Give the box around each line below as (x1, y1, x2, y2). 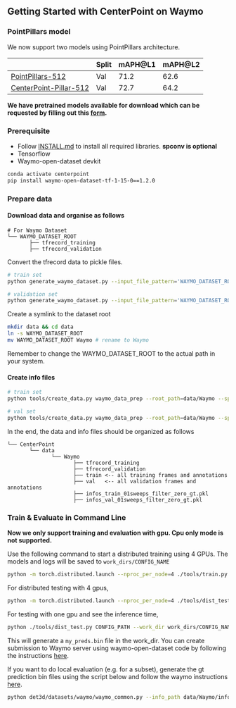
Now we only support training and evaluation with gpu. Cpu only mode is (7, 528, 223, 537)
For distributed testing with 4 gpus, (7, 583, 109, 592)
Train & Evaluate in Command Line (7, 512, 126, 522)
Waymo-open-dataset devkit (17, 156, 101, 165)
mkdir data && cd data (7, 323, 74, 330)
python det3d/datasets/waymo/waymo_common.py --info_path (7, 693, 181, 700)
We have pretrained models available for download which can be (7, 101, 200, 109)
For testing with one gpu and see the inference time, (7, 609, 159, 619)
